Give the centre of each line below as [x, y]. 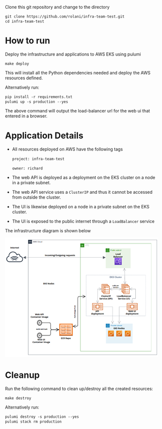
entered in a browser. [26, 116]
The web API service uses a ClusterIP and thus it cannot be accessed [82, 192]
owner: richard [27, 168]
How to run [28, 41]
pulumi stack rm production [33, 422]
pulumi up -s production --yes [37, 102]
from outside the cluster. [37, 197]
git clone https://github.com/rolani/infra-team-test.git [65, 17]
